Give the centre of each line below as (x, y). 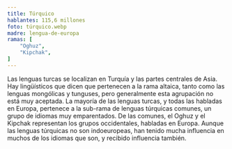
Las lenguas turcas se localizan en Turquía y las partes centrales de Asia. (113, 79)
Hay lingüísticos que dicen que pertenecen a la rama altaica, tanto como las (116, 86)
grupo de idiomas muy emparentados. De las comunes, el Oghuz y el (106, 116)
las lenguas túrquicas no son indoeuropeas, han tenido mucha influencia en (116, 130)
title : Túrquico (31, 14)
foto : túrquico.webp (37, 26)
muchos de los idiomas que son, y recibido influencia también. (97, 138)
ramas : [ (20, 40)
